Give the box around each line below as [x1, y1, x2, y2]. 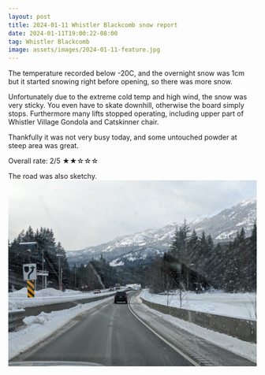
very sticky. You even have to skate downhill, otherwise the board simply [8, 101, 244, 110]
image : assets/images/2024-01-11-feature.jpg [8, 46, 160, 54]
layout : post [8, 13, 51, 20]
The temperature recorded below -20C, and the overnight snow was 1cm [8, 69, 245, 78]
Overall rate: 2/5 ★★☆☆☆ [8, 156, 99, 165]
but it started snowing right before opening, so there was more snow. [8, 77, 233, 87]
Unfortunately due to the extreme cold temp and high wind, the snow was [8, 92, 248, 102]
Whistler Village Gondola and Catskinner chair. [8, 117, 159, 127]
